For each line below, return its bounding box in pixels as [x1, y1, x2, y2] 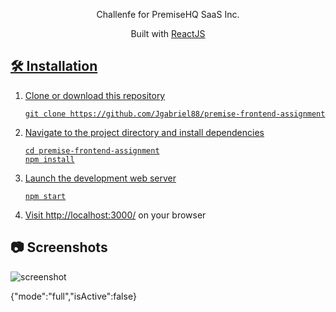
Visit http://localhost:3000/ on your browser [24, 209, 207, 221]
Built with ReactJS [130, 28, 206, 39]
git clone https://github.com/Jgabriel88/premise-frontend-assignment [24, 109, 326, 119]
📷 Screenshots [10, 239, 108, 256]
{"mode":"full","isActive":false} [10, 290, 137, 302]
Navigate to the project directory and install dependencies [24, 126, 265, 138]
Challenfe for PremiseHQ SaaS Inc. [96, 9, 240, 20]
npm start [24, 191, 67, 201]
